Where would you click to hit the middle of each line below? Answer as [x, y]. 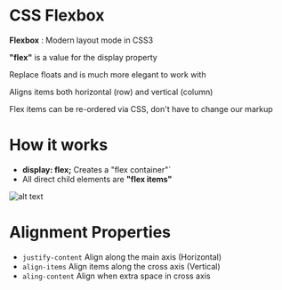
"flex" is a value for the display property [83, 57]
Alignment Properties [90, 233]
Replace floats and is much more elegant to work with [108, 74]
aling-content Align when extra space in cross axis [116, 276]
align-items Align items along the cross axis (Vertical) [121, 266]
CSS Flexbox [57, 16]
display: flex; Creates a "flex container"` [97, 169]
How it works [59, 145]
